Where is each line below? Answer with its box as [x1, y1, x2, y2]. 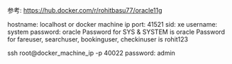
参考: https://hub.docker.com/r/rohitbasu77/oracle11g [7, 6, 162, 14]
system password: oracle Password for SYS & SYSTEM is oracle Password [7, 27, 226, 36]
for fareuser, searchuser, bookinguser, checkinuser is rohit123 [7, 35, 189, 44]
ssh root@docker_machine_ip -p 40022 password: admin [7, 49, 176, 57]
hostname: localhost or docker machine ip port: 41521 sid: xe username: [7, 20, 218, 28]
